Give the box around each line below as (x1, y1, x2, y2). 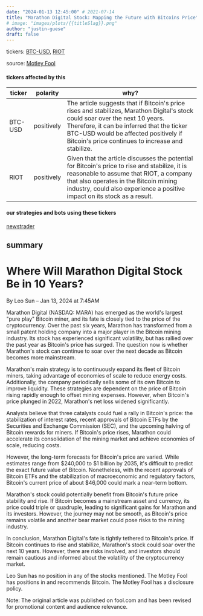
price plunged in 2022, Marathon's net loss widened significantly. (6, 398, 170, 405)
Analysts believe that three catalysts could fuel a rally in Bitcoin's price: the (6, 409, 193, 416)
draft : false (6, 31, 39, 38)
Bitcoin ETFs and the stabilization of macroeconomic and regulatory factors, (6, 473, 196, 480)
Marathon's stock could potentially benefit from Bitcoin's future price (6, 491, 178, 498)
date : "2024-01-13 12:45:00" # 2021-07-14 (6, 8, 115, 15)
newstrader (6, 222, 35, 230)
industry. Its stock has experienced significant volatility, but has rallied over (6, 334, 193, 342)
